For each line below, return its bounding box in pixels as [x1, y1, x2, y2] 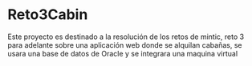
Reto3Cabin [7, 6, 88, 24]
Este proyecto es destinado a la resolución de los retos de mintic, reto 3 [7, 32, 245, 41]
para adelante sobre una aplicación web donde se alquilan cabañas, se [7, 40, 242, 49]
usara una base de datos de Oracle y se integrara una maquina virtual [7, 49, 238, 58]
